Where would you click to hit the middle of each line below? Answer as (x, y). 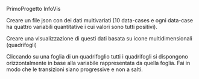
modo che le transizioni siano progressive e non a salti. (74, 69)
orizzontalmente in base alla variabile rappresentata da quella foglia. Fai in (98, 63)
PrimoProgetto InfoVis (33, 9)
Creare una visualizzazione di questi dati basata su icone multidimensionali (99, 38)
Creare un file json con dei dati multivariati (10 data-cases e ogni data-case (100, 20)
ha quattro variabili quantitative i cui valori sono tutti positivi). (82, 27)
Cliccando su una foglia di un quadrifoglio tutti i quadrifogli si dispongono (97, 56)
